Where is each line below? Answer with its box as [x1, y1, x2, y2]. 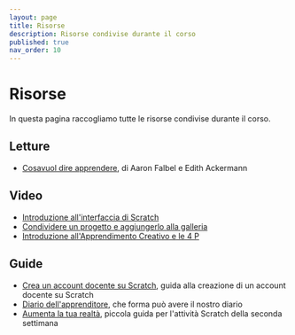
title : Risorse [9, 21, 66, 30]
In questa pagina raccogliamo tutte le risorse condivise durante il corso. [9, 113, 271, 124]
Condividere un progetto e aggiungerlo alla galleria [21, 221, 208, 231]
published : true [9, 37, 69, 47]
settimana [21, 317, 59, 328]
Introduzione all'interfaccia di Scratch [21, 212, 159, 222]
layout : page [9, 12, 58, 22]
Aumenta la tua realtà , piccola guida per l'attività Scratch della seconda [21, 308, 283, 319]
